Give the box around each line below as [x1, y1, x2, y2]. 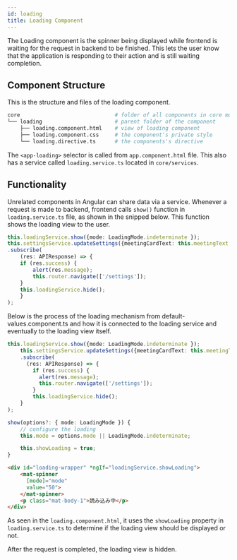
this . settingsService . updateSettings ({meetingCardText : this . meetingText [7, 240, 229, 247]
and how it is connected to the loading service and [69, 319, 217, 328]
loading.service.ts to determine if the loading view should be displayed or [7, 524, 226, 532]
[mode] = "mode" [25, 477, 68, 484]
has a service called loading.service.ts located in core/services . [7, 158, 199, 167]
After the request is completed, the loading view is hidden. [7, 545, 177, 554]
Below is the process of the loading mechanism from [7, 312, 161, 321]
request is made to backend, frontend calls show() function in [7, 205, 186, 213]
